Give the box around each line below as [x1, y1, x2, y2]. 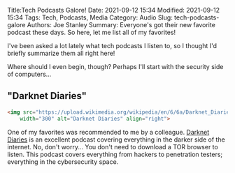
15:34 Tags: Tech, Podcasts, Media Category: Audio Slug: [7, 13, 173, 22]
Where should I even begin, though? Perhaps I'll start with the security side [7, 63, 224, 70]
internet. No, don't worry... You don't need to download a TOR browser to [7, 142, 218, 151]
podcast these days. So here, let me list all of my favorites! [7, 28, 176, 36]
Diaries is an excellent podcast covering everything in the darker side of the [7, 135, 225, 144]
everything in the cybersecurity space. [7, 157, 119, 166]
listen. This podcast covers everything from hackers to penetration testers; [7, 150, 223, 158]
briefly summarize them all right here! [7, 49, 115, 57]
